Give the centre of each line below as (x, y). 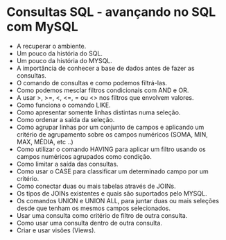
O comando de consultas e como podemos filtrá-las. (92, 83)
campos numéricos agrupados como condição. (84, 156)
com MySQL (42, 27)
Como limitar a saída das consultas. (67, 164)
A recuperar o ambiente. (51, 46)
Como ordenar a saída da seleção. (66, 119)
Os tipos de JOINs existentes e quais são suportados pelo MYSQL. (112, 193)
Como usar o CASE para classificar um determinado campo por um (112, 171)
